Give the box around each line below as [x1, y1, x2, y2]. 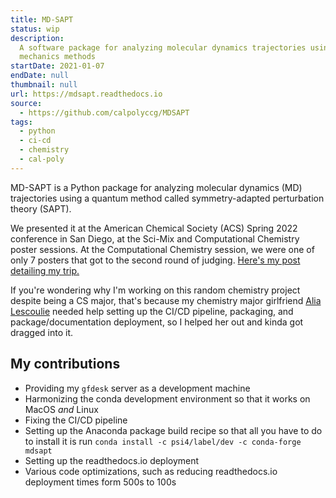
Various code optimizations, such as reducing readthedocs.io [24, 465, 278, 477]
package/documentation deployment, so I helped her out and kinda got [10, 316, 304, 328]
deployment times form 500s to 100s [24, 476, 177, 488]
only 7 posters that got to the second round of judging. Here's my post [10, 254, 301, 266]
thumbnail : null [10, 80, 78, 90]
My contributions [10, 356, 121, 373]
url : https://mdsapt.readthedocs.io [10, 89, 163, 99]
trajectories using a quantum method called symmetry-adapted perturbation [10, 192, 325, 204]
